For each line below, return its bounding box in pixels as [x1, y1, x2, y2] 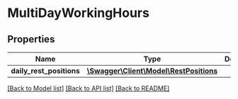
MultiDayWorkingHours [7, 5, 150, 21]
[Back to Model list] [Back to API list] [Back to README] [7, 84, 170, 93]
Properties [7, 33, 55, 45]
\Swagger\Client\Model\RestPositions [86, 66, 218, 76]
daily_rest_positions [11, 66, 80, 76]
